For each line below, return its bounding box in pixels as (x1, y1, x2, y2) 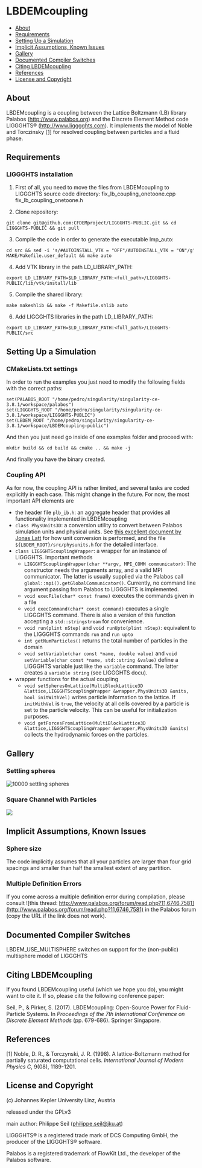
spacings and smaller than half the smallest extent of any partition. (6, 865, 172, 872)
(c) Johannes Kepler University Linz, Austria (6, 1096, 116, 1103)
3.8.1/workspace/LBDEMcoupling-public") (6, 423, 110, 429)
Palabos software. (6, 1156, 51, 1163)
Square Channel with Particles (6, 795, 97, 804)
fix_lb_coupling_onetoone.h (14, 197, 83, 204)
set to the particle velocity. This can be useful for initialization (24, 706, 177, 714)
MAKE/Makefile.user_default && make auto (6, 253, 112, 259)
